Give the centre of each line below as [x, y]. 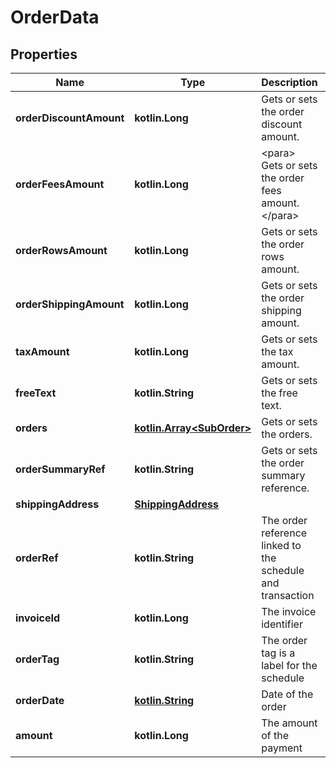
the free [279, 393]
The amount [289, 723]
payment [282, 748]
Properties [44, 54]
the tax [277, 351]
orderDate [40, 700]
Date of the [287, 694]
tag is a [278, 653]
